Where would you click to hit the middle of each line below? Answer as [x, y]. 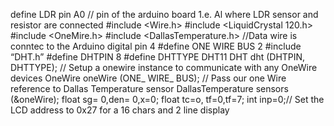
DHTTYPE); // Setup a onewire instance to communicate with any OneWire [164, 67]
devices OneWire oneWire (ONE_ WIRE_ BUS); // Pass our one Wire [148, 78]
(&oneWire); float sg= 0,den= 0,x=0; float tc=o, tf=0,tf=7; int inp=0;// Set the [167, 99]
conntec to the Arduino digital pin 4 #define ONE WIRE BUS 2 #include [156, 46]
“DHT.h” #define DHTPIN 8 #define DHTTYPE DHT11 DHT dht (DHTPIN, [158, 57]
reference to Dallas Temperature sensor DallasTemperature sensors [149, 88]
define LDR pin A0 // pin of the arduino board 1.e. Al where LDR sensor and [164, 14]
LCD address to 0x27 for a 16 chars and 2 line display [120, 110]
